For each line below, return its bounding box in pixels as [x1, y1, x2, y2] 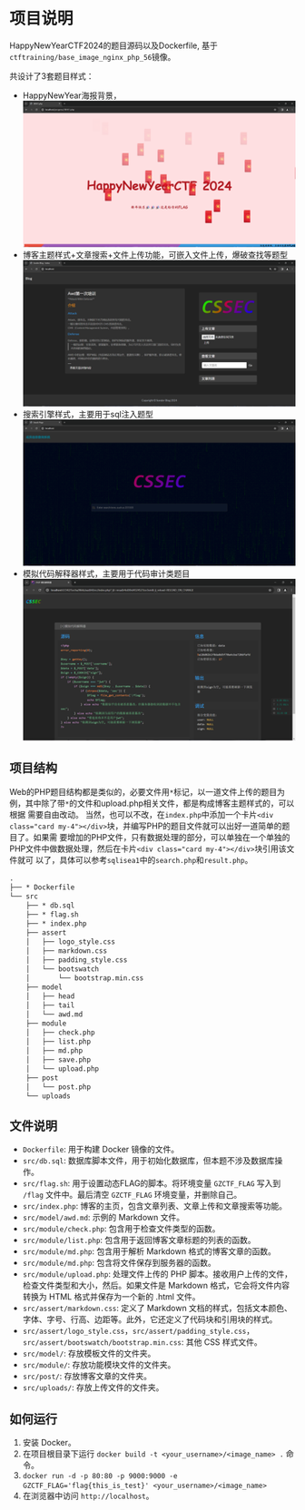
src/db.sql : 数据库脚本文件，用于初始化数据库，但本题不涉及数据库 [22, 1155, 275, 1166]
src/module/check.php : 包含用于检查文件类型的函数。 [22, 1223, 221, 1234]
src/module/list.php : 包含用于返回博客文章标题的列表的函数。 [22, 1235, 256, 1246]
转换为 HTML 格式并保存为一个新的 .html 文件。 [22, 1291, 202, 1302]
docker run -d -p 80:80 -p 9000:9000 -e [22, 1472, 178, 1481]
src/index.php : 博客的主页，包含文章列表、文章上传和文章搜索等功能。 [22, 1201, 288, 1211]
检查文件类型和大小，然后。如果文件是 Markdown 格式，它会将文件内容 [22, 1280, 290, 1291]
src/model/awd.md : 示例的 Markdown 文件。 [22, 1212, 184, 1223]
